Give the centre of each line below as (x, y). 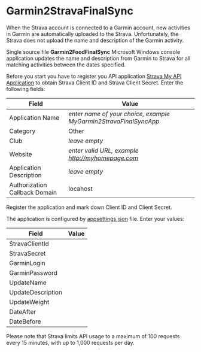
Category (22, 131)
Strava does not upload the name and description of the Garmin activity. (95, 40)
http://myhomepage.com (103, 158)
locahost (80, 189)
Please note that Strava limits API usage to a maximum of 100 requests (93, 336)
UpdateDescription (36, 292)
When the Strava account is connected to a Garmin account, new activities (98, 28)
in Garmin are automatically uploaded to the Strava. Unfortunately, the (92, 34)
